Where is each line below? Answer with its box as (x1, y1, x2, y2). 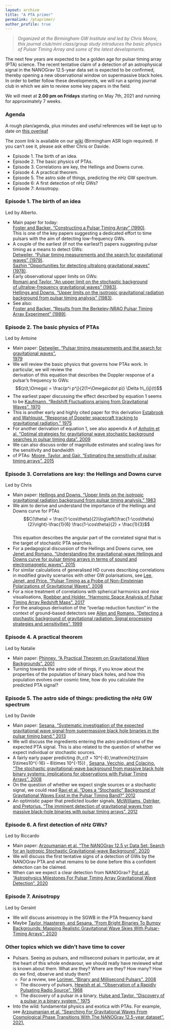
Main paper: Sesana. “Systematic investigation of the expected (12, 723, 144, 729)
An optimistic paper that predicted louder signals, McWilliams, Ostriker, (12, 798, 161, 804)
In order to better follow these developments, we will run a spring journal (5, 78, 157, 84)
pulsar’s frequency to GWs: (12, 377, 69, 384)
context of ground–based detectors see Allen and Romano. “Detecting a (12, 610, 163, 616)
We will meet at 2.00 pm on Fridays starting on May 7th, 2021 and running (5, 93, 160, 99)
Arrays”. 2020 (28, 931, 57, 937)
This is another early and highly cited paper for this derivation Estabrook (12, 409, 163, 416)
